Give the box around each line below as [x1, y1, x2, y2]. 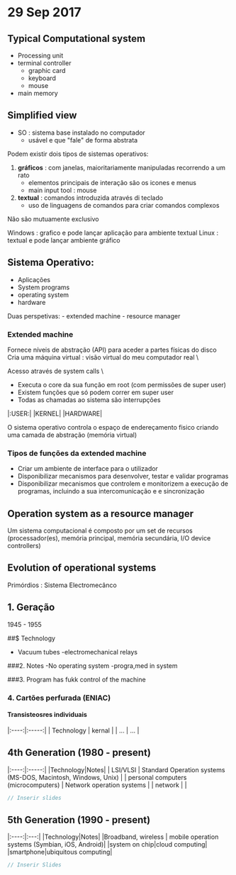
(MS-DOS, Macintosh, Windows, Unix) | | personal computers [7, 773, 187, 781]
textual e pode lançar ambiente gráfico [7, 235, 120, 245]
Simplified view [7, 109, 77, 121]
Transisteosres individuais [7, 710, 87, 719]
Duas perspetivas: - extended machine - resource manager [7, 311, 181, 320]
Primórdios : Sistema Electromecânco [7, 581, 117, 589]
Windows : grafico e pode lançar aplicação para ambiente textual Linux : [7, 228, 218, 237]
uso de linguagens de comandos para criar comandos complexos [28, 201, 220, 209]
